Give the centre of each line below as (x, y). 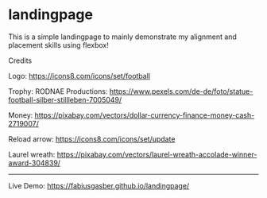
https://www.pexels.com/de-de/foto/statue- (181, 91)
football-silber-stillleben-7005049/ (65, 99)
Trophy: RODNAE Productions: (58, 91)
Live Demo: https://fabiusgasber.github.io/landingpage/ (99, 185)
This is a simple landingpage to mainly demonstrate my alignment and (122, 37)
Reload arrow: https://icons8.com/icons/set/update (92, 139)
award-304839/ (35, 163)
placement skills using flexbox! (59, 45)
